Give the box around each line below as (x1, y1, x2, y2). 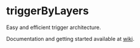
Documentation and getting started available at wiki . (6, 35, 135, 42)
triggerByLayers (6, 4, 89, 18)
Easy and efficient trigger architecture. (6, 24, 102, 31)
